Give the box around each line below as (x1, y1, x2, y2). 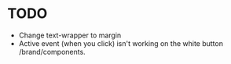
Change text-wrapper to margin (18, 30, 122, 40)
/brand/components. (18, 47, 86, 56)
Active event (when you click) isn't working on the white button (18, 38, 223, 48)
